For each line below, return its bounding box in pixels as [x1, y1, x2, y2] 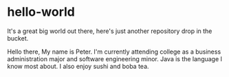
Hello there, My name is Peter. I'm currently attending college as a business [7, 47, 221, 56]
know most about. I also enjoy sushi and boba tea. [7, 62, 149, 70]
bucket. [7, 34, 29, 42]
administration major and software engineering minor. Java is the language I [7, 54, 222, 63]
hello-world [7, 4, 76, 20]
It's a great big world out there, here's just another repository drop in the [7, 27, 212, 35]
